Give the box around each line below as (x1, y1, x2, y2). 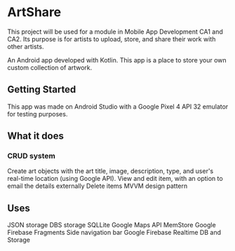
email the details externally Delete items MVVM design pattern (7, 182, 188, 190)
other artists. (7, 42, 44, 50)
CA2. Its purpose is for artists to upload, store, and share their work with (7, 34, 216, 43)
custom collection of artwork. (7, 63, 93, 72)
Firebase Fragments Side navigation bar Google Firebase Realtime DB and (7, 229, 222, 237)
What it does (7, 130, 65, 142)
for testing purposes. (7, 109, 68, 118)
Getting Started (7, 83, 76, 95)
